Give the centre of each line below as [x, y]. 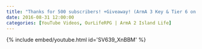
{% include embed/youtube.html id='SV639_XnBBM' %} [76, 40]
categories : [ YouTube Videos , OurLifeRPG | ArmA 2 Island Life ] [89, 23]
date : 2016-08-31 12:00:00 [40, 17]
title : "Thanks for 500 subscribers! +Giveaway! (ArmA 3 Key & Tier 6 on [101, 12]
